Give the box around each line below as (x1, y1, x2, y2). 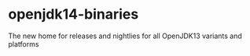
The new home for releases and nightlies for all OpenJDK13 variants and (8, 31, 242, 40)
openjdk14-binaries (8, 5, 139, 23)
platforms (8, 39, 39, 48)
